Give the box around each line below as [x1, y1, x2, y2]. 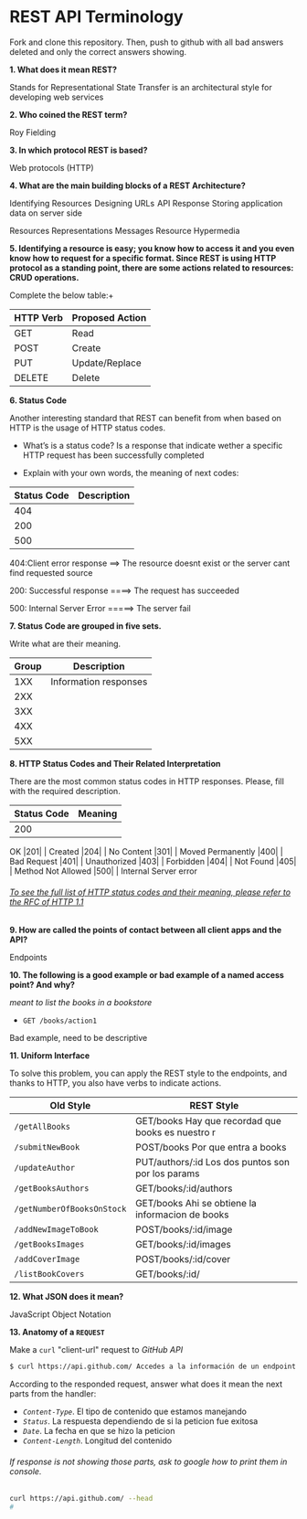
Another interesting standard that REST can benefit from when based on [9, 412, 281, 423]
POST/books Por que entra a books [135, 1141, 287, 1153]
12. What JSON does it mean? [9, 1291, 124, 1302]
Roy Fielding [9, 126, 57, 138]
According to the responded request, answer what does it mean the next [9, 1378, 283, 1390]
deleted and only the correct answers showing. [9, 46, 187, 57]
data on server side [9, 207, 83, 218]
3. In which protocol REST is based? [9, 144, 148, 155]
